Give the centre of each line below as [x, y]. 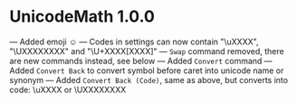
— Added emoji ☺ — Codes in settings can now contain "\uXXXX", [134, 42]
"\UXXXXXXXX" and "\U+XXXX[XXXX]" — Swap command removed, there [147, 51]
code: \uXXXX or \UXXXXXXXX [68, 89]
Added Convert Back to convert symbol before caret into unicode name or [147, 70]
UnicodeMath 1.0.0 [82, 17]
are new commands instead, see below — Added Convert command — [141, 61]
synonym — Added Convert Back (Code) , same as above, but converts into [148, 80]
